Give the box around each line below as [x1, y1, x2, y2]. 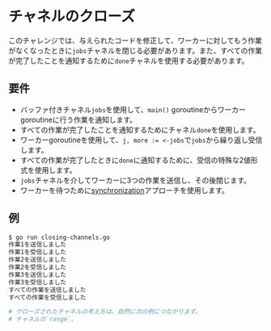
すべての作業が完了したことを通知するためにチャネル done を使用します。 [19, 124, 260, 134]
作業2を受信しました [8, 263, 67, 271]
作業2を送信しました [8, 256, 67, 264]
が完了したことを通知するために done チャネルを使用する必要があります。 [8, 56, 249, 65]
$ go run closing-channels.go [8, 233, 111, 241]
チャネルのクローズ [8, 7, 136, 26]
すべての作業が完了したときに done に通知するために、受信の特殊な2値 [19, 155, 252, 165]
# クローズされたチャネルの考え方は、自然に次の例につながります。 [8, 308, 202, 316]
